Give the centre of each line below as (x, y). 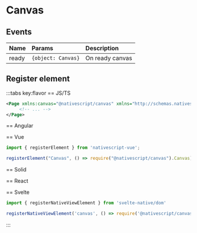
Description (102, 48)
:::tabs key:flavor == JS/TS (38, 93)
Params (43, 48)
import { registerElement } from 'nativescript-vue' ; (73, 148)
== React (17, 181)
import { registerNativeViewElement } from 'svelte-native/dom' (86, 203)
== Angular (20, 126)
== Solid (16, 170)
